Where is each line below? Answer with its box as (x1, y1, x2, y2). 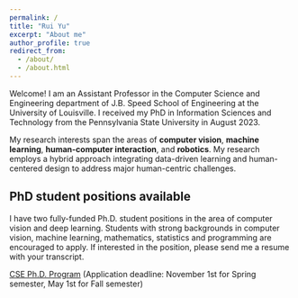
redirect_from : (9, 47, 67, 56)
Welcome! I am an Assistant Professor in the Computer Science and (9, 87, 261, 99)
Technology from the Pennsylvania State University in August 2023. (9, 116, 261, 127)
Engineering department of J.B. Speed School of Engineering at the (9, 97, 259, 108)
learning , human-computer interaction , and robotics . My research (9, 143, 260, 154)
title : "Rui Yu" (9, 22, 70, 31)
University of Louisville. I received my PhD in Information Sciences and (9, 107, 272, 118)
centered (9, 163, 43, 174)
